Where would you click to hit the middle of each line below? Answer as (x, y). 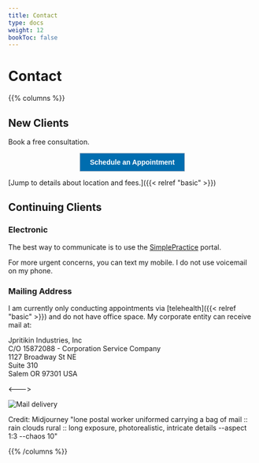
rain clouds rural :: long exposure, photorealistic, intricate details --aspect (128, 428)
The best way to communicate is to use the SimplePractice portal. (115, 247)
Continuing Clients (55, 207)
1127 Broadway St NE (43, 357)
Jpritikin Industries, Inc (45, 340)
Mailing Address (40, 291)
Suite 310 (23, 365)
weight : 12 (26, 30)
